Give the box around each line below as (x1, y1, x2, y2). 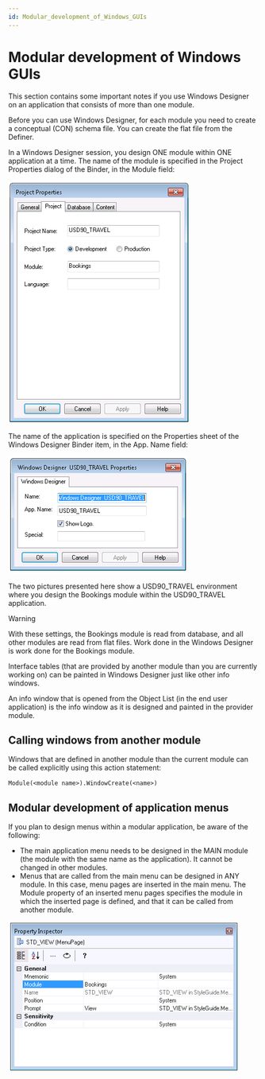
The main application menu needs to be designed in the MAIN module (19, 846, 248, 856)
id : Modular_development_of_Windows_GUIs (8, 13, 148, 21)
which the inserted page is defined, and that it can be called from (19, 897, 234, 906)
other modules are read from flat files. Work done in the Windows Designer (8, 637, 254, 647)
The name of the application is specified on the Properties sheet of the (8, 431, 240, 441)
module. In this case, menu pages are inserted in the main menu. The (19, 879, 246, 890)
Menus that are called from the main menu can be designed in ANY (19, 871, 240, 881)
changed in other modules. (19, 863, 109, 872)
